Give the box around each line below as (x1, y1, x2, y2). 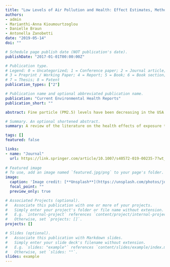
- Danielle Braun (5, 26, 42, 31)
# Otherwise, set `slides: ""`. (5, 249, 78, 254)
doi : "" (5, 40, 22, 46)
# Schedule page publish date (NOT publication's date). (5, 49, 128, 55)
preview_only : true (10, 189, 51, 194)
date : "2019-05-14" (5, 36, 47, 41)
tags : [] (5, 132, 24, 138)
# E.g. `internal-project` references (5, 212, 92, 217)
